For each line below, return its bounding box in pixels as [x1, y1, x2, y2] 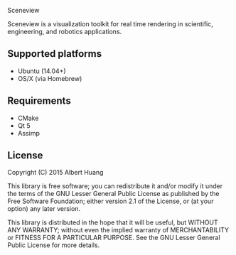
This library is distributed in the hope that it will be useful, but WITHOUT [7, 218, 218, 227]
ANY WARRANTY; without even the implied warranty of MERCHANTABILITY [7, 226, 230, 234]
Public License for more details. [7, 241, 100, 249]
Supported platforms [7, 48, 102, 60]
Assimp [17, 129, 41, 137]
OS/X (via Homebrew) [17, 74, 82, 82]
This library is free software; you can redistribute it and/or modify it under [7, 182, 223, 190]
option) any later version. [7, 205, 80, 213]
